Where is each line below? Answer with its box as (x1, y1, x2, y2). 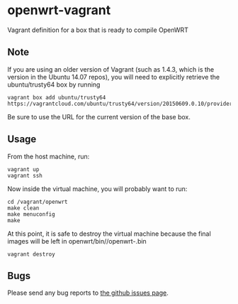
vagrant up (7, 165, 40, 173)
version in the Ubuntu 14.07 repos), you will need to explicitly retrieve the (7, 72, 220, 81)
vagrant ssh (7, 172, 42, 179)
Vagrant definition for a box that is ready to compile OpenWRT (7, 26, 189, 34)
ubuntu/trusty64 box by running (7, 80, 101, 89)
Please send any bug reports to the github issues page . (7, 288, 169, 297)
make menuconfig (7, 210, 55, 218)
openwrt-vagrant (7, 2, 111, 18)
